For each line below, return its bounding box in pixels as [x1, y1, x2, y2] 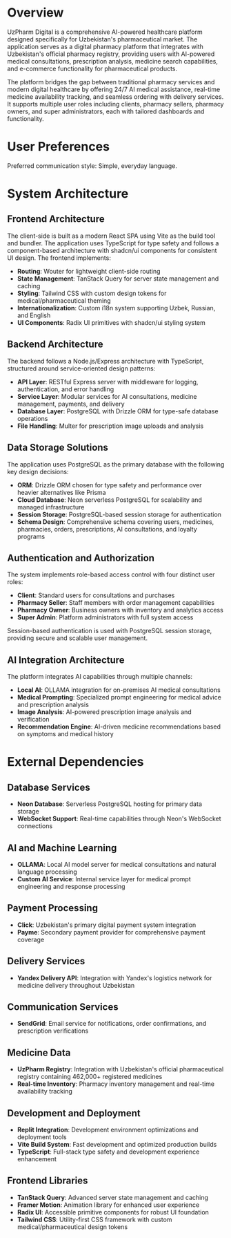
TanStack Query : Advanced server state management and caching [17, 1193, 209, 1201]
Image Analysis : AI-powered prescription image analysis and [17, 708, 192, 716]
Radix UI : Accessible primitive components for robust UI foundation [17, 1208, 209, 1216]
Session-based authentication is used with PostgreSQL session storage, [7, 627, 212, 635]
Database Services [7, 781, 91, 793]
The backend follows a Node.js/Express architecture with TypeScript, [7, 357, 204, 365]
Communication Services [7, 1001, 119, 1013]
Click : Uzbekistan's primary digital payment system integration [17, 921, 197, 929]
